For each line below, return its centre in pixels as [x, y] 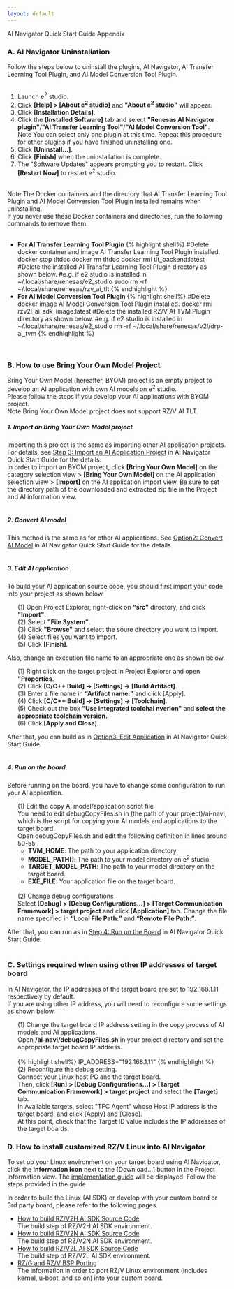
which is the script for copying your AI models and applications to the [117, 820]
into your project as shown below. [56, 594]
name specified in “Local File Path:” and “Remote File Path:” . [107, 918]
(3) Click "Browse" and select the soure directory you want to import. [118, 629]
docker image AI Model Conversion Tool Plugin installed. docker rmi [115, 304]
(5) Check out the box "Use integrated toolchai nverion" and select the [121, 708]
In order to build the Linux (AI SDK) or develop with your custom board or [112, 1198]
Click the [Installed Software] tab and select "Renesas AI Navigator [116, 120]
